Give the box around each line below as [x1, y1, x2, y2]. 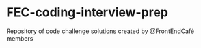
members [6, 34, 33, 42]
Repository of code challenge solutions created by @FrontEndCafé [6, 27, 195, 35]
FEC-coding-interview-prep [6, 5, 169, 20]
